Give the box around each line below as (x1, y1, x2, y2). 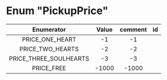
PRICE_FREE (32, 64, 66, 72)
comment (120, 25, 148, 34)
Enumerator (32, 25, 66, 34)
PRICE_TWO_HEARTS (19, 45, 79, 53)
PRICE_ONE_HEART (22, 35, 77, 44)
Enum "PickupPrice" (6, 4, 108, 18)
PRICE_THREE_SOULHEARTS (9, 54, 90, 62)
